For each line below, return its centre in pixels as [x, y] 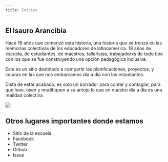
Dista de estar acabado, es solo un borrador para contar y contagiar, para [83, 84]
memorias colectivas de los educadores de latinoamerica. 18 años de [78, 49]
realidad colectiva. [25, 96]
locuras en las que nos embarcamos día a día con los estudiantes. [75, 75]
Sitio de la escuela [32, 133]
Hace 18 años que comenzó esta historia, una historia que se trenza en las [84, 43]
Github [20, 150]
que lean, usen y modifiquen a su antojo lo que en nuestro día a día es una [84, 90]
